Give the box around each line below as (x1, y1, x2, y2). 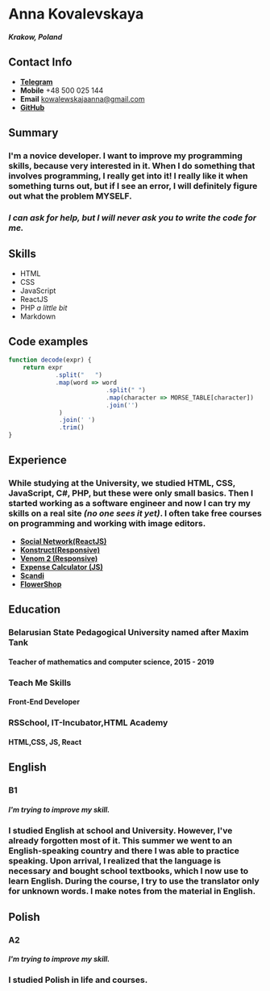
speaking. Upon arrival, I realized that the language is (8, 855, 222, 866)
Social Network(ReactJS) (19, 536, 107, 546)
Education (8, 603, 61, 617)
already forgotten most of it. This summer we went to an (8, 834, 233, 846)
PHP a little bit (19, 303, 68, 312)
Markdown (19, 312, 56, 321)
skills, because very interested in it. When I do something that (8, 160, 255, 171)
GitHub (19, 102, 45, 112)
